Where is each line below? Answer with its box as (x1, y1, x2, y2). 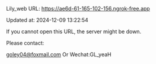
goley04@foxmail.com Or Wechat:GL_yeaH (6, 51, 112, 58)
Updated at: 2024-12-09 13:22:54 (6, 17, 89, 23)
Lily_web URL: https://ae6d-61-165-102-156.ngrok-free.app (6, 5, 150, 12)
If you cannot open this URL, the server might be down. (6, 28, 141, 35)
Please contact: (6, 40, 44, 46)
